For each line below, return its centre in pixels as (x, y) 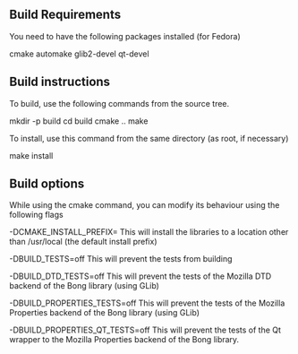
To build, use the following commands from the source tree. (119, 103)
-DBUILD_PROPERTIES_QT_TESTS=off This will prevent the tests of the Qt (145, 330)
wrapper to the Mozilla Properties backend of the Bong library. (124, 340)
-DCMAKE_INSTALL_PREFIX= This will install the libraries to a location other (149, 232)
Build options (47, 184)
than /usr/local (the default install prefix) (83, 242)
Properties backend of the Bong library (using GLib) (104, 313)
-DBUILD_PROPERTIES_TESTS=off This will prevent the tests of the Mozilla (147, 303)
